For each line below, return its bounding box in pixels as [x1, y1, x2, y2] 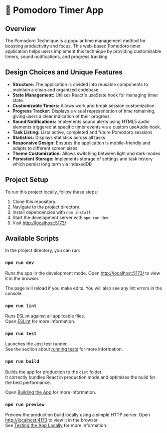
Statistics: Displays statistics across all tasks [12, 134, 106, 140]
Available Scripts [5, 234, 59, 243]
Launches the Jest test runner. [5, 341, 68, 347]
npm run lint [5, 302, 37, 308]
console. [5, 290, 23, 296]
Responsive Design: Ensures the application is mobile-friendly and [12, 139, 151, 145]
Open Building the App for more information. [5, 389, 96, 395]
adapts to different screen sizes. [12, 145, 79, 151]
